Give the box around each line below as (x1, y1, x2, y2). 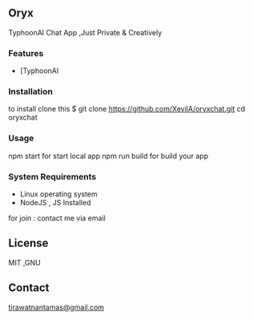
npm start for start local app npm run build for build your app (8, 151, 209, 160)
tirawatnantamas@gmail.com (8, 302, 105, 312)
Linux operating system (19, 189, 98, 199)
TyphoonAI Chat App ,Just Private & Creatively (8, 27, 163, 37)
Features (8, 47, 44, 59)
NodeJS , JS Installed (19, 198, 91, 207)
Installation (8, 86, 54, 97)
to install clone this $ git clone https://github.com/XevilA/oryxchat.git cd (8, 104, 246, 114)
